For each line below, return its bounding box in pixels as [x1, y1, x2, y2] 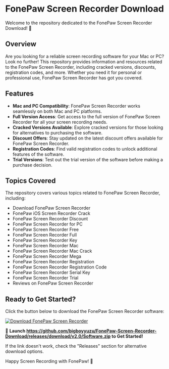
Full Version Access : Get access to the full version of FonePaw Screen [12, 113, 160, 119]
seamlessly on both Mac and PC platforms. [12, 108, 102, 114]
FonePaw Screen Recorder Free [12, 226, 79, 233]
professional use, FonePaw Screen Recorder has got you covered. [5, 74, 143, 81]
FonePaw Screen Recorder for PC [12, 221, 83, 227]
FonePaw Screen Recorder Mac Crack [12, 248, 92, 254]
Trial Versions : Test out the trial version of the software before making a [12, 156, 163, 162]
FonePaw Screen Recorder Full [12, 232, 77, 238]
